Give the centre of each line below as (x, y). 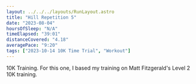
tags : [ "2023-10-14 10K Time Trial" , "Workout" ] (68, 51)
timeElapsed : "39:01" (33, 34)
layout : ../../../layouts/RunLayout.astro (60, 12)
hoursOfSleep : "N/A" (32, 28)
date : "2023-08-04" (31, 23)
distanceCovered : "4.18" (37, 40)
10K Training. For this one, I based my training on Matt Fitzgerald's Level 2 (98, 68)
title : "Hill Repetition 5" (42, 17)
